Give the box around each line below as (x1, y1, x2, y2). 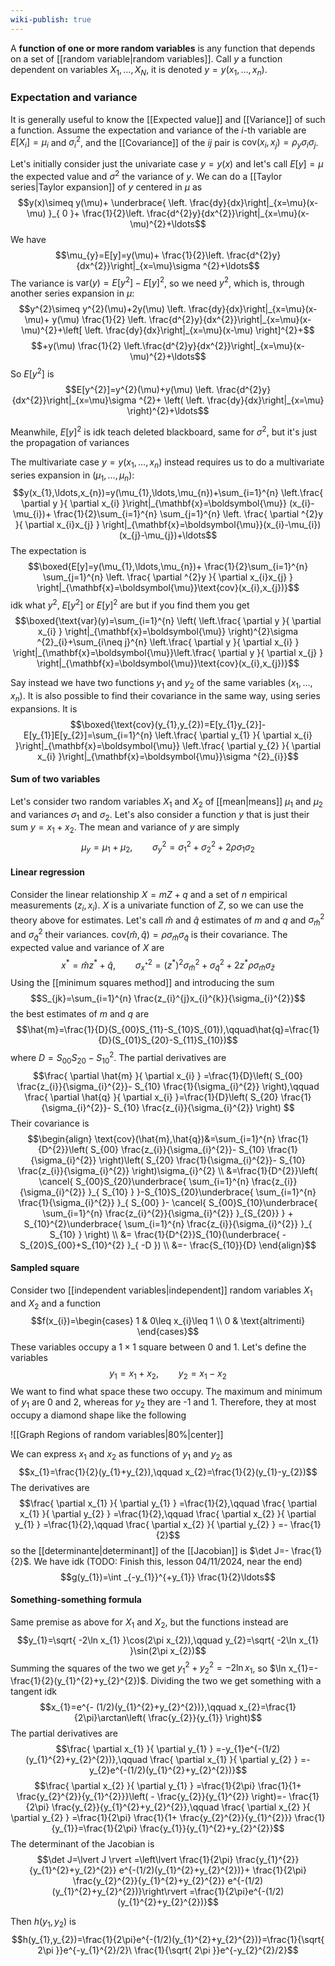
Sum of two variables (10, 773, 101, 785)
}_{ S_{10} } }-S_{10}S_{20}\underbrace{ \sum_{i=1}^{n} (88, 1186, 317, 1198)
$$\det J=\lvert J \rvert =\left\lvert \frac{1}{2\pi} (36, 1854, 234, 1866)
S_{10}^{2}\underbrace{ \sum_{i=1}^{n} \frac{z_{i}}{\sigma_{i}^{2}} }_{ (23, 1217, 313, 1230)
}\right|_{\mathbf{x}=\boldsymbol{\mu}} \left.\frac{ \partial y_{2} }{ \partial (14, 739, 322, 751)
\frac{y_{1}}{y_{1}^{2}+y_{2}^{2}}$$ (139, 1822, 285, 1835)
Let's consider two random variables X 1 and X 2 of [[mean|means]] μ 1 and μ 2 (10, 795, 323, 810)
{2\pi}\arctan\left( (73, 1712, 147, 1724)
